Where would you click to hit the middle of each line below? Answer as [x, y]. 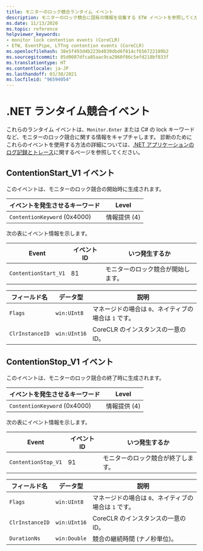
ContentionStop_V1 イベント [60, 362]
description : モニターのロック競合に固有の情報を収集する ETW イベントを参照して [98, 18]
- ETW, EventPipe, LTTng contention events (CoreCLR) [76, 46]
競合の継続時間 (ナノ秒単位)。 [135, 539]
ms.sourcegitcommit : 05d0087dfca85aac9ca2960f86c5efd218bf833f [88, 57]
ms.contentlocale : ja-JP [37, 68]
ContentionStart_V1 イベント [60, 173]
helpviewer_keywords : [34, 35]
